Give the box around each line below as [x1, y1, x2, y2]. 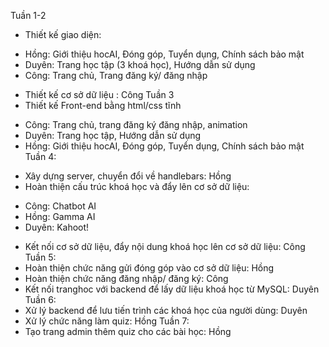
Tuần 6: [24, 294, 57, 305]
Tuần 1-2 [10, 10, 47, 21]
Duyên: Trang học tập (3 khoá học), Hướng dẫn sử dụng [24, 59, 256, 70]
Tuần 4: [24, 151, 57, 162]
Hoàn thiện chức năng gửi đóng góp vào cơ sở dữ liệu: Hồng [24, 262, 275, 274]
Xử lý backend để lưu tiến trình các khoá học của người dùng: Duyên [24, 305, 308, 316]
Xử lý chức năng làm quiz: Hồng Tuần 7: [24, 315, 190, 327]
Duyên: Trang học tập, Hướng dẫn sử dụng [24, 130, 202, 141]
